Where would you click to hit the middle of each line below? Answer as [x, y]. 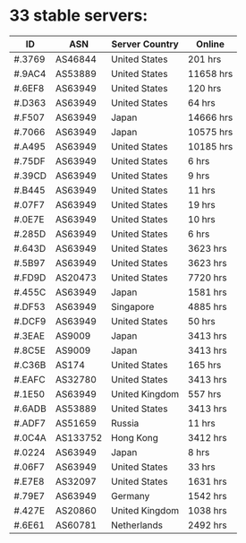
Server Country [145, 44]
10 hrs [202, 219]
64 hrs [202, 102]
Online [211, 44]
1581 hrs [207, 292]
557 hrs [204, 393]
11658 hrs [210, 73]
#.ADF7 [30, 423]
